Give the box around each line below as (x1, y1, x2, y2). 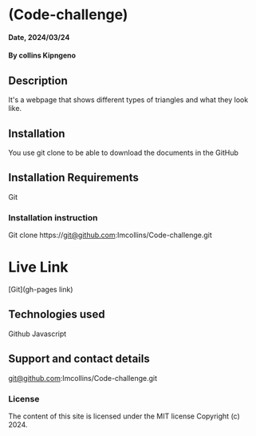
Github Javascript (8, 329, 67, 339)
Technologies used (8, 307, 105, 321)
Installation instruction (8, 212, 98, 223)
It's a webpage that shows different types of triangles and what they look (8, 95, 249, 105)
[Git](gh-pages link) (8, 285, 73, 295)
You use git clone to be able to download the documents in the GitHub (8, 148, 239, 157)
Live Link (8, 258, 69, 276)
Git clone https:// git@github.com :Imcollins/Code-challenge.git (8, 230, 213, 240)
